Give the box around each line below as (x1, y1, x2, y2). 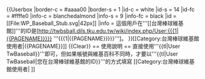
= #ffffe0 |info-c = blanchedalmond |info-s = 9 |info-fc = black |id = (6, 12, 177, 20)
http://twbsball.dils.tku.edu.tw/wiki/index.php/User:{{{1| (38, 28, 179, 34)
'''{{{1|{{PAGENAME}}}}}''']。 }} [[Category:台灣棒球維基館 (53, 35, 199, 42)
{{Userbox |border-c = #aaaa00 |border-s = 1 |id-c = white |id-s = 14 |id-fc (6, 6, 195, 13)
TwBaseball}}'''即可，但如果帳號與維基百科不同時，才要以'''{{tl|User (6, 50, 179, 58)
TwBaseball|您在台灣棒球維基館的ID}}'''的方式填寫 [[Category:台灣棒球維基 (6, 58, 195, 65)
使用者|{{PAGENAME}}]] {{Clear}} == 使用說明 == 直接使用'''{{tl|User (6, 43, 181, 50)
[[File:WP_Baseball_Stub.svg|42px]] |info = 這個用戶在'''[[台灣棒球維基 (6, 20, 184, 27)
